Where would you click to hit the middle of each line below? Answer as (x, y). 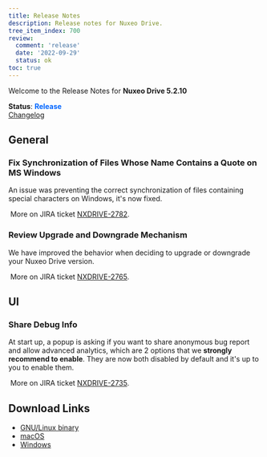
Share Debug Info (43, 325)
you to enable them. (41, 368)
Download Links (49, 408)
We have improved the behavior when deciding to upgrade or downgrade (129, 253)
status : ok (34, 61)
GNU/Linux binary (49, 428)
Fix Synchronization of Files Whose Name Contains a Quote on (133, 163)
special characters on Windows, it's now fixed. (85, 199)
